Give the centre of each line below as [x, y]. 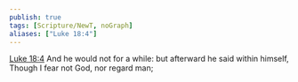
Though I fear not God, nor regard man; [81, 68]
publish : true [36, 17]
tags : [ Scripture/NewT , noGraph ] [71, 26]
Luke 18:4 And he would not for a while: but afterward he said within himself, [149, 59]
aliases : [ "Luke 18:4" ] [53, 34]
